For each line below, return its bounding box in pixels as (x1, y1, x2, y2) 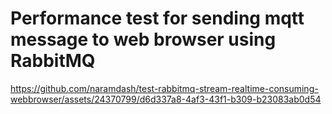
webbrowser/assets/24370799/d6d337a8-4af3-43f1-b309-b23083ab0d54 (10, 93, 322, 105)
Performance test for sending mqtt (10, 7, 305, 30)
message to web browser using (10, 28, 277, 51)
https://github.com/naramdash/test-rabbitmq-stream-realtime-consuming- (10, 82, 319, 94)
